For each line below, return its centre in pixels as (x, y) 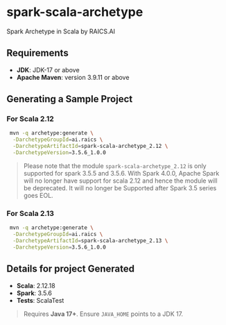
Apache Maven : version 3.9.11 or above (73, 77)
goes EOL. (38, 195)
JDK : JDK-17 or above (48, 69)
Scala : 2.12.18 (36, 285)
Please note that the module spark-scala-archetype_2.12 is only (115, 166)
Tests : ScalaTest (40, 300)
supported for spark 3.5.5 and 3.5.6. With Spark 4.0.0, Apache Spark (121, 173)
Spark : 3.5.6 (34, 293)
